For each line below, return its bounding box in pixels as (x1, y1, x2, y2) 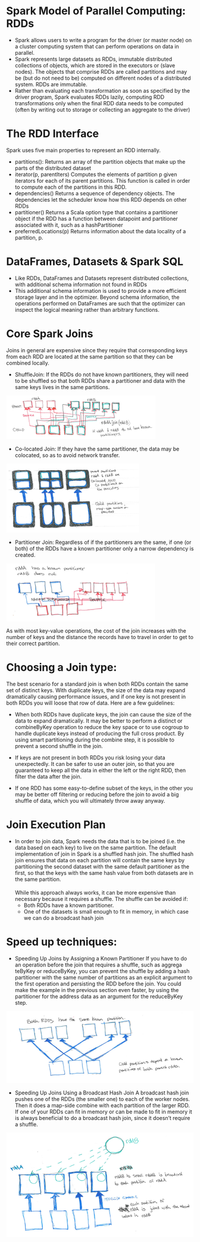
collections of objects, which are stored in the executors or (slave (14, 61, 176, 69)
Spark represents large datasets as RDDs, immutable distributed (14, 55, 173, 62)
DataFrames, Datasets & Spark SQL (6, 255, 183, 268)
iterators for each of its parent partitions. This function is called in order (14, 177, 190, 184)
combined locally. (6, 359, 49, 367)
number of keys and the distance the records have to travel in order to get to (6, 633, 193, 640)
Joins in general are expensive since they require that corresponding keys (6, 346, 188, 353)
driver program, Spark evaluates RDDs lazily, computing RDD (14, 93, 165, 101)
